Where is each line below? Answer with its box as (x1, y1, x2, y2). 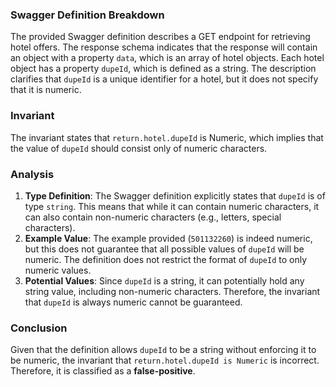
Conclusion (10, 321, 68, 335)
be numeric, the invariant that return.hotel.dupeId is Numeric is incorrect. (10, 354, 320, 367)
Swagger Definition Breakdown (10, 8, 165, 22)
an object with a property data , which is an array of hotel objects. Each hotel (10, 52, 325, 64)
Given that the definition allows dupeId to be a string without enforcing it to (10, 344, 317, 356)
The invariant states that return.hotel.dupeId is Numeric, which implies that (10, 131, 324, 143)
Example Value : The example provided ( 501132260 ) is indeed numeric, (24, 232, 313, 244)
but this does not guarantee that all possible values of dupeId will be (24, 243, 305, 255)
